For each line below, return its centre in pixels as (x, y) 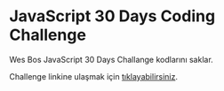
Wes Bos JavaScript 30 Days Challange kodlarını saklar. (111, 59)
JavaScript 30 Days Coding (112, 16)
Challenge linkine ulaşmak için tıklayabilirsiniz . (94, 76)
